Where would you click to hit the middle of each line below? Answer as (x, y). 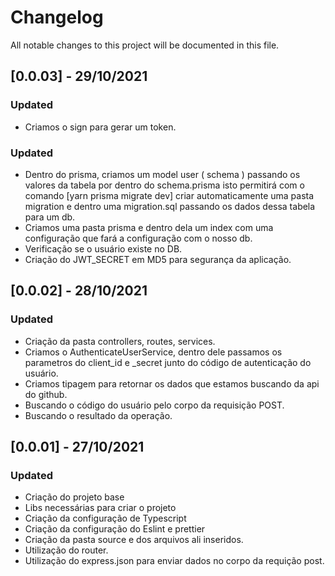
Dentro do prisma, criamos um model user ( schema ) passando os (162, 174)
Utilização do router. (66, 550)
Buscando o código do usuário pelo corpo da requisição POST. (154, 405)
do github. (46, 394)
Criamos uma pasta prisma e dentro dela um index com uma (149, 227)
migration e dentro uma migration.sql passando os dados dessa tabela (170, 206)
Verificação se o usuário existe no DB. (103, 248)
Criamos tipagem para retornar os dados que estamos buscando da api (172, 383)
